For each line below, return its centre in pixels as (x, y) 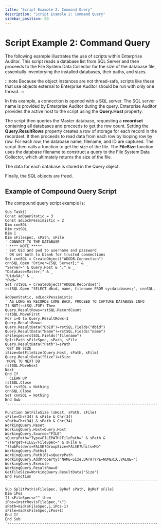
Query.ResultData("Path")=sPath (38, 344)
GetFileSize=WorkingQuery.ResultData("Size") (52, 472)
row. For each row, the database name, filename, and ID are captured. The (80, 141)
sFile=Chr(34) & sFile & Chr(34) (39, 417)
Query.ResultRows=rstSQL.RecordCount (43, 310)
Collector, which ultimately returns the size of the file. (59, 157)
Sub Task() (16, 212)
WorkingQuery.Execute (27, 464)
